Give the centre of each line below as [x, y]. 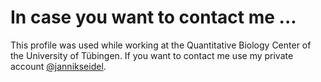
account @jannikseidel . [58, 66]
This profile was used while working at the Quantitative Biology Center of [161, 45]
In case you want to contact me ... [153, 17]
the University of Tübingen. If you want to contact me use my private [152, 55]
